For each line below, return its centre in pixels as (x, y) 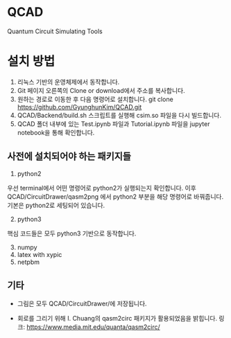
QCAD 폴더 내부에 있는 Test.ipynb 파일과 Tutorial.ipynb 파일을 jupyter (113, 124)
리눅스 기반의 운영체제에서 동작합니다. (68, 82)
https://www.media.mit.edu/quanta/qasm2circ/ (94, 327)
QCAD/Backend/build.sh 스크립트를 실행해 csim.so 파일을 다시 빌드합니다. (119, 115)
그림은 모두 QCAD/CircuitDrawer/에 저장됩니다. (82, 303)
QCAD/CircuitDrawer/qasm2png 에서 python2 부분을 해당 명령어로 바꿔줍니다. (115, 196)
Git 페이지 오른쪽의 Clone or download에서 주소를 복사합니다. (101, 90)
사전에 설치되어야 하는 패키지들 (69, 157)
